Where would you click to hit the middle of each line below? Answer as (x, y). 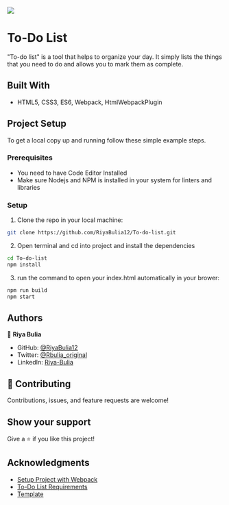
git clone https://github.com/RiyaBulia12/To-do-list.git (92, 233)
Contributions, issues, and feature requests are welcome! (88, 400)
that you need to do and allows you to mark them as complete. (95, 64)
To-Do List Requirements (52, 486)
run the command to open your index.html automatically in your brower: (118, 278)
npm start (21, 297)
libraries (28, 187)
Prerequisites (30, 158)
